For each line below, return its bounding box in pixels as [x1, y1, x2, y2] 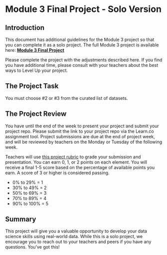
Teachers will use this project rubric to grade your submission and [5, 154, 141, 160]
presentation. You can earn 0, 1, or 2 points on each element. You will [5, 159, 148, 165]
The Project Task [5, 82, 59, 90]
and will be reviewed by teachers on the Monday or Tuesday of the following [5, 139, 163, 145]
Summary [5, 215, 36, 224]
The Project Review [5, 110, 67, 118]
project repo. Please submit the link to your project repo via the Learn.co [5, 128, 154, 134]
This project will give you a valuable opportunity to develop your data [5, 228, 147, 234]
